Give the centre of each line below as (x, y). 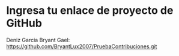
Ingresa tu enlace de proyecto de (90, 11)
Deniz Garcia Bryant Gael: (38, 40)
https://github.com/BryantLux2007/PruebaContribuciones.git (82, 46)
